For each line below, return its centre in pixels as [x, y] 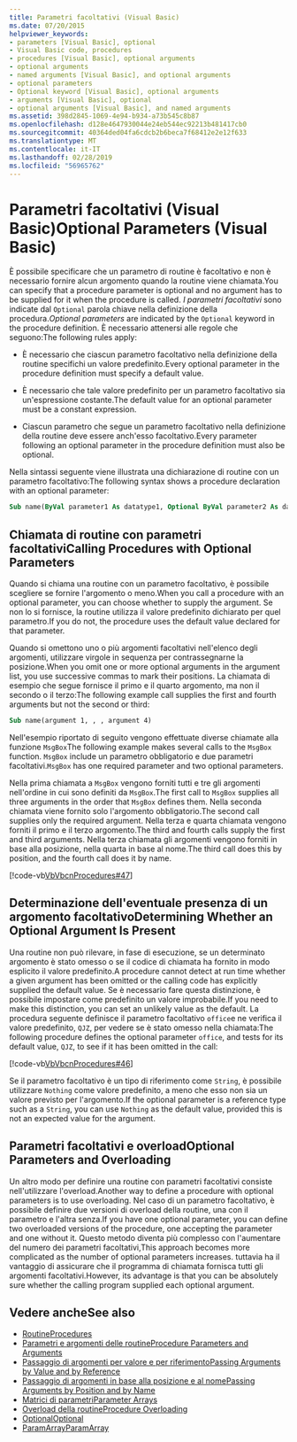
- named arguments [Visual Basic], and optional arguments [120, 75]
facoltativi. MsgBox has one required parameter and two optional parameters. [146, 765]
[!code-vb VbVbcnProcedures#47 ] [71, 875]
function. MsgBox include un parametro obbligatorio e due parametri [131, 756]
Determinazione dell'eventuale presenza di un [138, 903]
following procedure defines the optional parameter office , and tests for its [146, 1036]
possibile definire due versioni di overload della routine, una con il [129, 1209]
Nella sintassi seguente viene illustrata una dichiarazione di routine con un [145, 472]
